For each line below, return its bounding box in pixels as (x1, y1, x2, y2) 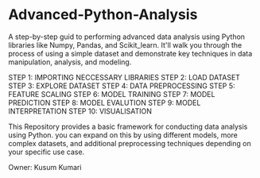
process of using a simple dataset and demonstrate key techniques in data (8, 48, 253, 58)
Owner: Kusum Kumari (8, 162, 82, 172)
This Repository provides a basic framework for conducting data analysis (8, 122, 248, 131)
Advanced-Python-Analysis (8, 6, 198, 24)
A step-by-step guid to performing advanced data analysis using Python (8, 32, 245, 41)
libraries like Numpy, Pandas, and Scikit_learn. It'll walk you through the (8, 40, 243, 49)
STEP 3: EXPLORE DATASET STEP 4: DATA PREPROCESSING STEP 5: (8, 81, 236, 91)
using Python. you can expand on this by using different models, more (8, 130, 239, 140)
